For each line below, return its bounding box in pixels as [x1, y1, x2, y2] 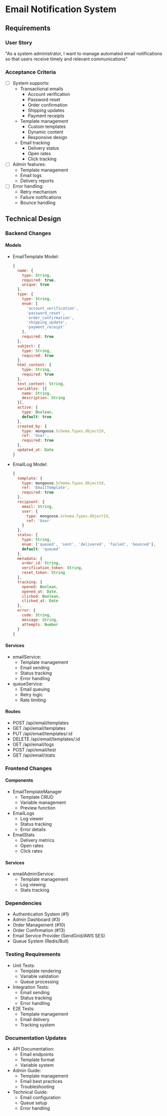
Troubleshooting [20, 1084, 55, 1090]
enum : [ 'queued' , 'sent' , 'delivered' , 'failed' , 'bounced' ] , [22, 542, 156, 547]
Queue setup [20, 1100, 48, 1106]
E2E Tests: [12, 1005, 35, 1011]
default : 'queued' [22, 547, 61, 552]
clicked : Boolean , [22, 594, 61, 599]
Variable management [20, 799, 66, 805]
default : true [22, 414, 52, 419]
